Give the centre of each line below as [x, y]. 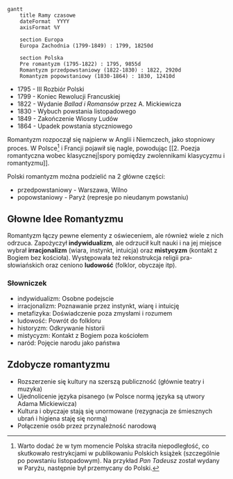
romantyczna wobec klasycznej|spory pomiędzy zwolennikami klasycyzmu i [116, 155]
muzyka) [30, 389]
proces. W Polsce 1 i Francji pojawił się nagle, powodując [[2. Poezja [104, 147]
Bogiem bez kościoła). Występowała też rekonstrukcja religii [93, 258]
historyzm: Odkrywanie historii [61, 328]
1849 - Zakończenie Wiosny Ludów [68, 119]
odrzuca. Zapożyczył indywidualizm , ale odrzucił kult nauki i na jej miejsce [114, 243]
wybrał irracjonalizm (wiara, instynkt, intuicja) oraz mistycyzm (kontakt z [112, 250]
